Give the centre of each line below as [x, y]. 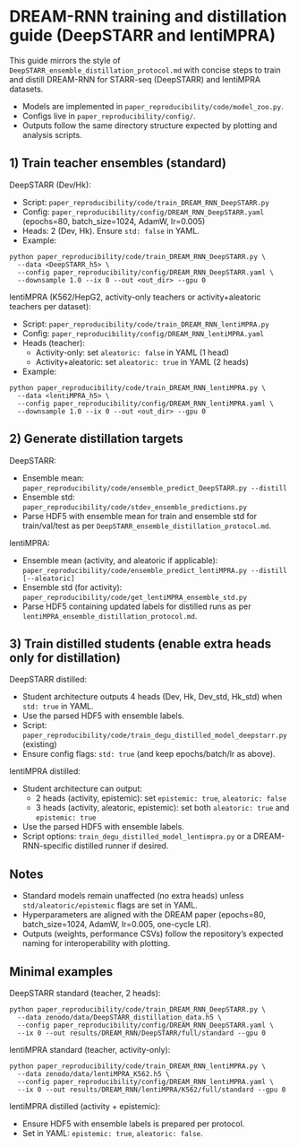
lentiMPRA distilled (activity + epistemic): [85, 1106]
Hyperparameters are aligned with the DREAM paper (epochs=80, [144, 915]
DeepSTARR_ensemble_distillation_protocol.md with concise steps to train [145, 70]
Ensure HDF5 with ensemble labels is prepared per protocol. [133, 1124]
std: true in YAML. [58, 707]
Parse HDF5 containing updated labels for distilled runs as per [136, 606]
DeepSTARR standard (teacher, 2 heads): [85, 993]
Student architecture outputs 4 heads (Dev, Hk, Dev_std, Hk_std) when [152, 697]
